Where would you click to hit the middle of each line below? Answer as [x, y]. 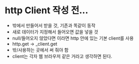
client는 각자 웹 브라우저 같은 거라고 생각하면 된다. [62, 56]
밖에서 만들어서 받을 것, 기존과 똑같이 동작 [54, 25]
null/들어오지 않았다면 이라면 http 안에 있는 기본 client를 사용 [73, 38]
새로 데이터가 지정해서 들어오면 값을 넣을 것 [55, 31]
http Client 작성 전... [47, 10]
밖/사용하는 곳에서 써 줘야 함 [40, 50]
